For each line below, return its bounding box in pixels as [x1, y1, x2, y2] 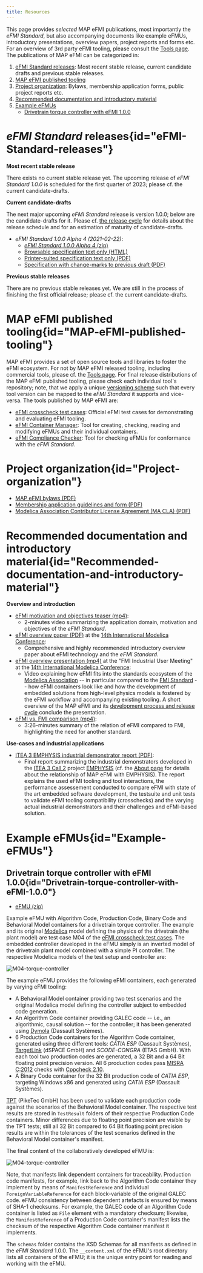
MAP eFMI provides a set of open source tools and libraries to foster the [6, 358, 187, 365]
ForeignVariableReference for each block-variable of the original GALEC [6, 1190, 187, 1198]
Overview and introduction [6, 600, 76, 608]
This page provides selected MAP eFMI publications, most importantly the [6, 25, 191, 33]
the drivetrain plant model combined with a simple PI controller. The [6, 947, 175, 954]
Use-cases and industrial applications [6, 740, 104, 747]
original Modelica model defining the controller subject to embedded [15, 1001, 187, 1009]
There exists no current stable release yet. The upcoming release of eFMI [6, 174, 190, 181]
